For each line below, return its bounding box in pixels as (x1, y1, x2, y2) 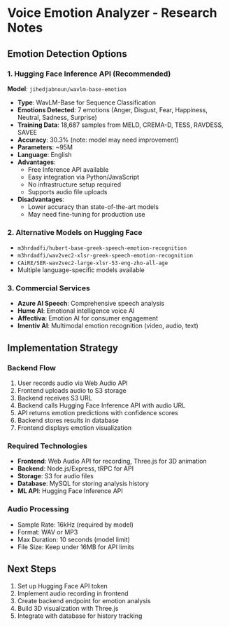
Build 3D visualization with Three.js (17, 604, 119, 612)
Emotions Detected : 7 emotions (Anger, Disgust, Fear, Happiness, (17, 105, 208, 114)
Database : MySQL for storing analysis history (17, 479, 149, 488)
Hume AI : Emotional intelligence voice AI (17, 306, 135, 315)
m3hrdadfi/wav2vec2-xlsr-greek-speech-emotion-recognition (17, 252, 194, 259)
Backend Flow (7, 363, 56, 372)
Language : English (17, 150, 72, 159)
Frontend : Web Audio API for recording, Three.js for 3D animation (17, 457, 208, 466)
